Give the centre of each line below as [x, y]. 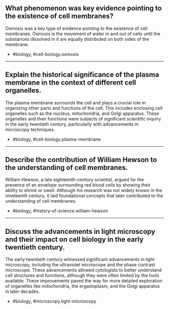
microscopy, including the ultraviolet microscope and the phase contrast [80, 265]
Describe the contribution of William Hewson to [81, 160]
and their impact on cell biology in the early [74, 239]
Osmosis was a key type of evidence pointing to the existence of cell [76, 28]
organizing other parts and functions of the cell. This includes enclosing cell [84, 108]
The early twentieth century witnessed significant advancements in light [80, 260]
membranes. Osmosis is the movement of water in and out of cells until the [83, 34]
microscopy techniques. [30, 129]
